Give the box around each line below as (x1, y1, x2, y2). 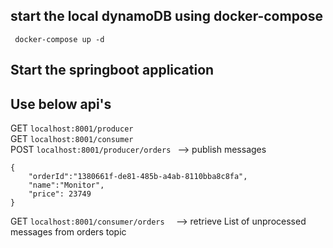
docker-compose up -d (14, 34, 105, 44)
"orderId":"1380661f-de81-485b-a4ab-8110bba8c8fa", (28, 172, 248, 182)
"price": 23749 (28, 189, 92, 199)
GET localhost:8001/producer (10, 122, 134, 134)
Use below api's (10, 95, 112, 113)
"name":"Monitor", (28, 180, 105, 191)
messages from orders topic (10, 226, 127, 238)
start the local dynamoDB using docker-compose (10, 8, 324, 25)
